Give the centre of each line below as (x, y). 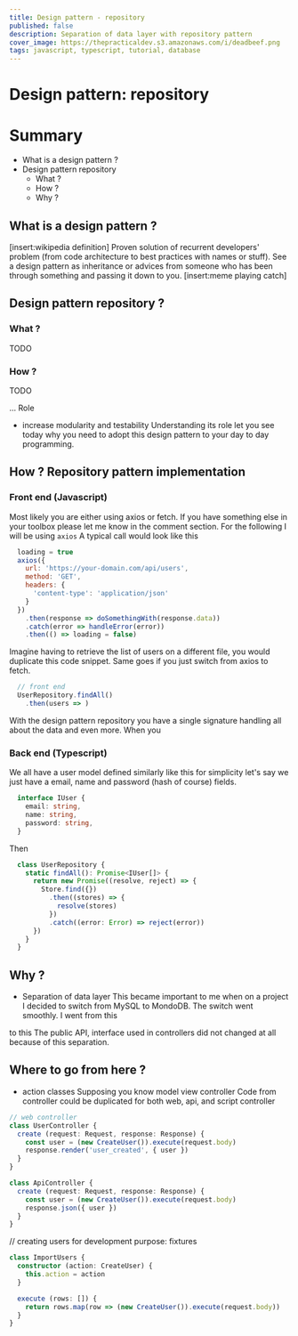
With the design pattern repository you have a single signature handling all (145, 720)
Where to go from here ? (78, 1070)
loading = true (45, 552)
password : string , (59, 823)
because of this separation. (59, 1042)
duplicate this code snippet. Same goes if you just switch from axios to (139, 661)
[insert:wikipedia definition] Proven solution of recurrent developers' (134, 247)
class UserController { (53, 1125)
